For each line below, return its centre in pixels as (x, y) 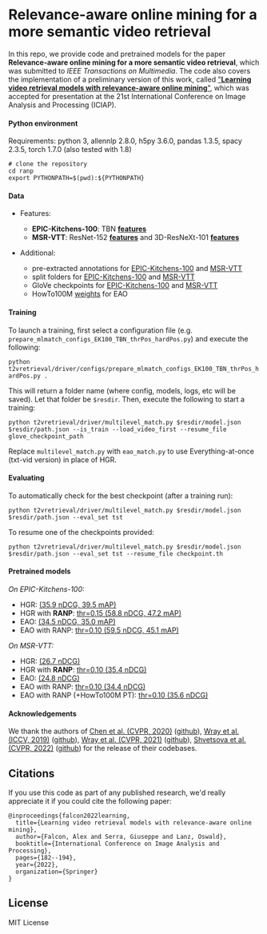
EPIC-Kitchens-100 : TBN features (89, 229)
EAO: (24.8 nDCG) (50, 678)
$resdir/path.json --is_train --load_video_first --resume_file (118, 429)
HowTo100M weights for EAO (80, 294)
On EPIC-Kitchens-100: (47, 589)
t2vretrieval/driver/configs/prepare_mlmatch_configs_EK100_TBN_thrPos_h (134, 369)
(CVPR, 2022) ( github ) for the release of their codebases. (103, 748)
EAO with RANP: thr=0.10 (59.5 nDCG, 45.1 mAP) (100, 630)
